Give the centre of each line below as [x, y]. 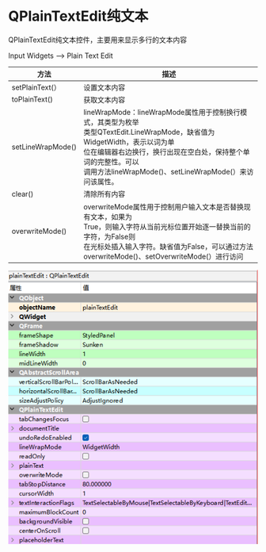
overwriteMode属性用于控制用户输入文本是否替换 [163, 206]
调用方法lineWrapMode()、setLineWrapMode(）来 [165, 172]
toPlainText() [32, 99]
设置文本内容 [104, 87]
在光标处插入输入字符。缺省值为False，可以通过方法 [168, 246]
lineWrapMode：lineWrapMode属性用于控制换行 [161, 113]
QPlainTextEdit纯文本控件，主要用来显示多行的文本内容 [98, 40]
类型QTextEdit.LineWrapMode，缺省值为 [149, 132]
